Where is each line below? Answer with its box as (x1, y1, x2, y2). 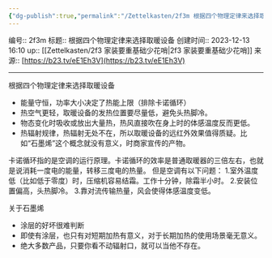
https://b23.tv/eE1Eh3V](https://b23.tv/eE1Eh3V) (23, 55, 185, 65)
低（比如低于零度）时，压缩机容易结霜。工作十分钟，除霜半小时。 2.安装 (8, 175, 251, 185)
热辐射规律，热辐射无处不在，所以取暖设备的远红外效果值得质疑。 (19, 127, 240, 138)
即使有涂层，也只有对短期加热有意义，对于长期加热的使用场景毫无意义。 (19, 230, 261, 240)
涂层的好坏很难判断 (19, 220, 85, 230)
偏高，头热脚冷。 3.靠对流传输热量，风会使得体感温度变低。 (15, 186, 216, 196)
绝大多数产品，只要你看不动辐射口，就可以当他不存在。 (19, 240, 205, 250)
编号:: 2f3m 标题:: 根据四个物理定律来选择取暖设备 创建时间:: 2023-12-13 (8, 35, 250, 45)
